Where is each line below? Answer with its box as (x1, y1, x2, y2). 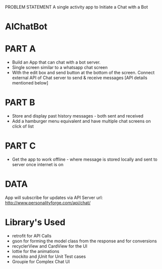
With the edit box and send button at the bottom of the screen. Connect (12, 70, 155, 76)
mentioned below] (12, 80, 48, 86)
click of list (12, 123, 34, 129)
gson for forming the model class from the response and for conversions (12, 238, 157, 244)
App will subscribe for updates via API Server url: (5, 194, 103, 201)
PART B (5, 97, 35, 108)
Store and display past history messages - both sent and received (12, 113, 144, 119)
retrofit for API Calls (12, 233, 52, 238)
